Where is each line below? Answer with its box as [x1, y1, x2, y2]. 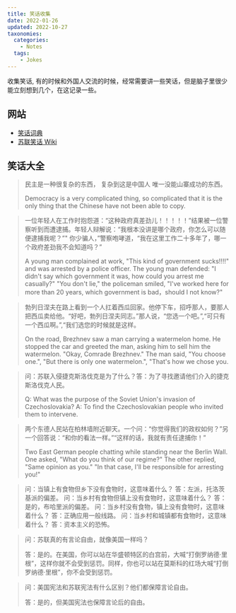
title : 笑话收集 [7, 10, 51, 18]
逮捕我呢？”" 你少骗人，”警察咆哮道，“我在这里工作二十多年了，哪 [30, 234, 220, 243]
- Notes [20, 43, 42, 50]
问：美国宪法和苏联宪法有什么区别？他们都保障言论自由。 [24, 583, 192, 592]
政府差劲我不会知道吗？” [30, 243, 102, 251]
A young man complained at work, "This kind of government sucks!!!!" [24, 257, 230, 265]
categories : [13, 37, 49, 44]
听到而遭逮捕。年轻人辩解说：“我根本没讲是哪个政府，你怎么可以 [30, 225, 220, 234]
